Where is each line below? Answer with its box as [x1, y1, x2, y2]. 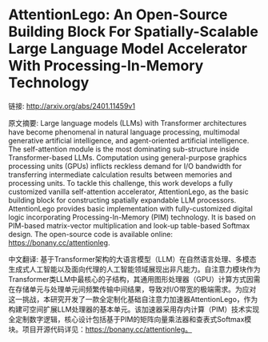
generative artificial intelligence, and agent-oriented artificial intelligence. [8, 135, 250, 145]
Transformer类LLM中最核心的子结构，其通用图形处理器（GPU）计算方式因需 [8, 274, 261, 284]
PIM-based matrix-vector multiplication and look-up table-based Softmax [8, 220, 250, 230]
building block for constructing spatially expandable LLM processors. [8, 195, 237, 205]
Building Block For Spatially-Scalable [8, 22, 258, 41]
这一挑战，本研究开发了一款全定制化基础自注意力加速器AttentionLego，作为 [8, 294, 258, 304]
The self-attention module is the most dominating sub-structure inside [8, 144, 240, 154]
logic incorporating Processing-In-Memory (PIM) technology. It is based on [8, 212, 256, 222]
